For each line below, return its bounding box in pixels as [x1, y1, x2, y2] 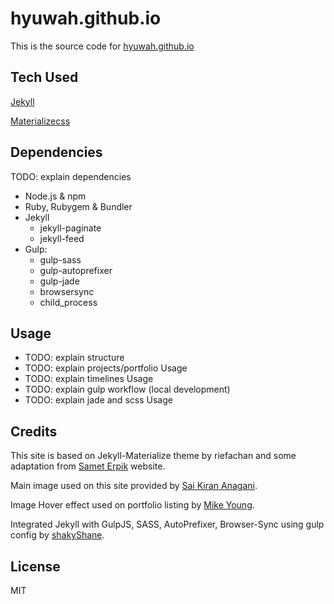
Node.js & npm [24, 190, 87, 202]
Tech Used [10, 69, 79, 86]
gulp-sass [39, 253, 82, 266]
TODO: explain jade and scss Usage [24, 394, 173, 406]
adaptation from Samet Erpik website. [10, 460, 166, 472]
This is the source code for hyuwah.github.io [10, 40, 195, 52]
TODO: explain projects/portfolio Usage [24, 362, 188, 374]
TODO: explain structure [24, 352, 125, 364]
